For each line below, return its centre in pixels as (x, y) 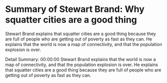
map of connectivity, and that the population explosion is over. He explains (82, 64)
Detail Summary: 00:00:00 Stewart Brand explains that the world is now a (81, 59)
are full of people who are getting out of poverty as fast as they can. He (79, 39)
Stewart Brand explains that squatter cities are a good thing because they (81, 33)
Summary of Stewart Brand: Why (75, 9)
